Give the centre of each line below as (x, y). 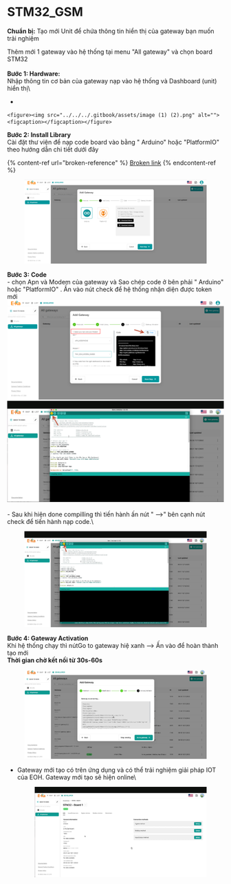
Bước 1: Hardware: (34, 74)
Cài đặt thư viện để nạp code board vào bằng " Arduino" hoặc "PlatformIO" (113, 142)
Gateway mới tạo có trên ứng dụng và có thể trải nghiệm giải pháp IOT (117, 770)
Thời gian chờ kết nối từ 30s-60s (55, 660)
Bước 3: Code (27, 274)
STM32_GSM (45, 12)
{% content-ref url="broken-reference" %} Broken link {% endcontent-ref (112, 162)
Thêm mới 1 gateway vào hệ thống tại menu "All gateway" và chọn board (110, 52)
